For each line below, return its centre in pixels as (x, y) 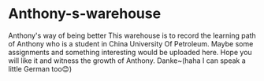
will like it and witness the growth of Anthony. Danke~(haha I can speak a (127, 61)
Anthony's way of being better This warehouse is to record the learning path (132, 35)
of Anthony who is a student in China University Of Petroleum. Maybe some (131, 43)
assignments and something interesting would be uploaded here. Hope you (130, 52)
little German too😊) (40, 68)
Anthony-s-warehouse (85, 14)
